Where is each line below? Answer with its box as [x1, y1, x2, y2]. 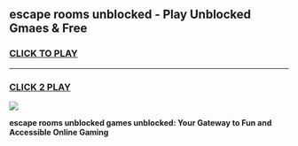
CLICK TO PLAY [9, 48, 78, 60]
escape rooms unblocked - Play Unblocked [9, 7, 251, 22]
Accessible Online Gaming [9, 127, 109, 137]
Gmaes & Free [9, 21, 88, 36]
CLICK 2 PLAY [9, 81, 71, 93]
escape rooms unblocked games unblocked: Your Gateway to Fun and [9, 117, 272, 127]
